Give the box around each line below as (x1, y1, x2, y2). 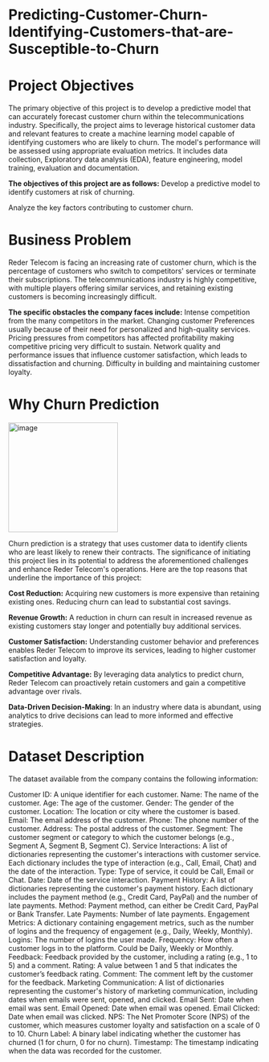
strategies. (8, 719, 44, 729)
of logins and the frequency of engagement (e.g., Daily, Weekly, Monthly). (8, 926, 253, 936)
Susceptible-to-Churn (8, 40, 159, 58)
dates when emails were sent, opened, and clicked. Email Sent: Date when (8, 994, 255, 1004)
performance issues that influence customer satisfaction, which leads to (8, 350, 247, 360)
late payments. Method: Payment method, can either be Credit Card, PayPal (8, 900, 259, 910)
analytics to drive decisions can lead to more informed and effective (8, 710, 234, 720)
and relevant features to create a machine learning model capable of (8, 129, 235, 138)
